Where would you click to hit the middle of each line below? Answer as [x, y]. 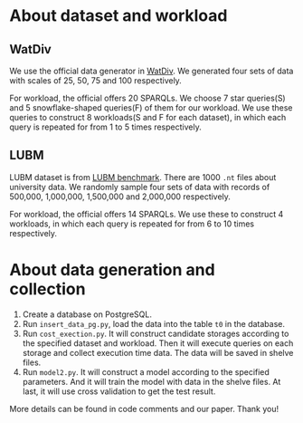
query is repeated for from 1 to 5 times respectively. [105, 127]
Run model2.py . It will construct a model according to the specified [146, 371]
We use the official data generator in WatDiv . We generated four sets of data [151, 71]
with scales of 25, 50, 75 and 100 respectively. [96, 81]
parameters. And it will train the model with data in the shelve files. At [151, 381]
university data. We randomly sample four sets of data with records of [140, 187]
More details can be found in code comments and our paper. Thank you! [144, 409]
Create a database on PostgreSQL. [87, 314]
